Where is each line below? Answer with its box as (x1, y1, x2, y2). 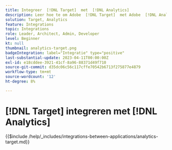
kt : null (5, 41, 24, 46)
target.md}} (5, 139, 30, 145)
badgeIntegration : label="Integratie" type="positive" (5, 50, 125, 55)
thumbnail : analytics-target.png (5, 46, 77, 51)
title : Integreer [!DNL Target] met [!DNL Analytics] (5, 7, 130, 13)
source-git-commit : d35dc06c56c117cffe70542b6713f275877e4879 (5, 65, 141, 70)
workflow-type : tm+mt (5, 70, 52, 75)
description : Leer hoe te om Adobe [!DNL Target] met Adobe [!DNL (5, 12, 157, 17)
